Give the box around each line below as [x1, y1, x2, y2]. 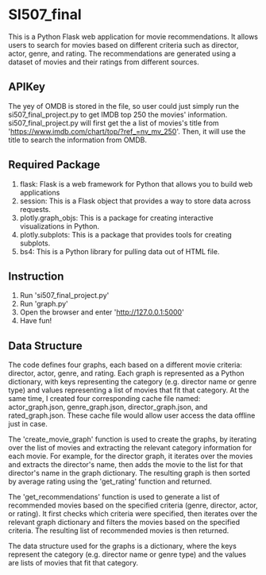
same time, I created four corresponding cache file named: [8, 394, 201, 403]
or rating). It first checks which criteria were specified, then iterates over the [8, 509, 258, 519]
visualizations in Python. [19, 221, 100, 231]
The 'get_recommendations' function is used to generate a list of [8, 492, 220, 502]
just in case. [8, 419, 48, 429]
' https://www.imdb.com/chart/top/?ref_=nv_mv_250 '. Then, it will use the [8, 126, 246, 136]
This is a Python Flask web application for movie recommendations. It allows [8, 32, 259, 41]
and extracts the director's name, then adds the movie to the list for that [8, 460, 244, 469]
